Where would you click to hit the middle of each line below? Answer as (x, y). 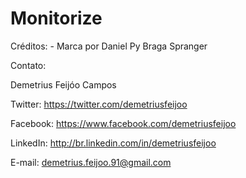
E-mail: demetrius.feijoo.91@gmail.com (91, 162)
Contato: (28, 65)
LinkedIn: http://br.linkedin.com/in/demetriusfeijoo (113, 143)
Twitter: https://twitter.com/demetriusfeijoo (99, 104)
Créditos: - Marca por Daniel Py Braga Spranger (109, 46)
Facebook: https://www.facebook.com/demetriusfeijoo (123, 123)
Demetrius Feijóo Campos (63, 84)
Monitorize (56, 18)
